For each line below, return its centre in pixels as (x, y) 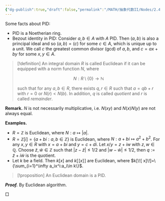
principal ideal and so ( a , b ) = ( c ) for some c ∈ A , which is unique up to (84, 43)
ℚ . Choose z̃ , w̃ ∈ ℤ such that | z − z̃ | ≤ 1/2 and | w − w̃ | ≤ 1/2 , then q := (84, 150)
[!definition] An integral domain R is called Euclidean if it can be (81, 63)
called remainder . (35, 99)
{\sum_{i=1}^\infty (30, 166)
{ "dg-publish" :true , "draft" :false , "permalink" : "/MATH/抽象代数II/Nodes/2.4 (83, 10)
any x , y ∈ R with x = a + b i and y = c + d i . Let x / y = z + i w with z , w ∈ (83, 145)
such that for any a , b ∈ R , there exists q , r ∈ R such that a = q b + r (85, 88)
